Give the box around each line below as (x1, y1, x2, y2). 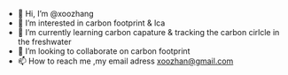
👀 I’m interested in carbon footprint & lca (17, 18, 166, 28)
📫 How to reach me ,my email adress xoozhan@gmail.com (17, 56, 234, 66)
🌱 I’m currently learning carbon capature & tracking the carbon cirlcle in (17, 27, 280, 37)
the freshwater (17, 36, 72, 47)
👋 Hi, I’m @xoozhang (17, 9, 95, 19)
